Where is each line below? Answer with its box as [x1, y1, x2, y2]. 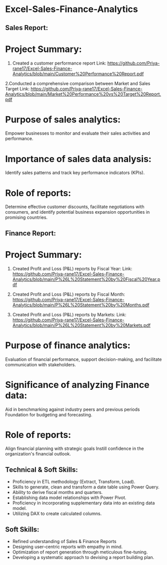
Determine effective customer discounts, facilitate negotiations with [5, 204, 144, 210]
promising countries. [5, 214, 48, 221]
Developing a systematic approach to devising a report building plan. [12, 554, 154, 560]
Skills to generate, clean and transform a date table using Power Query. [12, 484, 159, 490]
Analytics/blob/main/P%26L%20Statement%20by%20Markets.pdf [12, 322, 151, 328]
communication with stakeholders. [5, 361, 76, 367]
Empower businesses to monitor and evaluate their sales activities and [5, 130, 150, 136]
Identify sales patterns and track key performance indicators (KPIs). [5, 170, 145, 176]
